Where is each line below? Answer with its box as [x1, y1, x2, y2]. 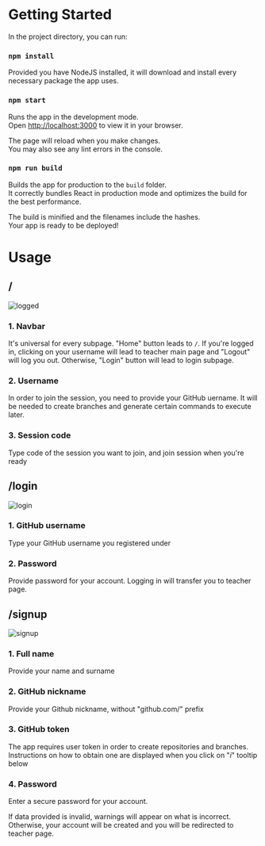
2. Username [8, 375, 60, 386]
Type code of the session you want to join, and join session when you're [8, 448, 244, 457]
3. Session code [8, 430, 71, 441]
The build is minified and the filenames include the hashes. [8, 212, 201, 221]
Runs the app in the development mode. [8, 112, 139, 121]
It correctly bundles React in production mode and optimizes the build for [8, 188, 248, 197]
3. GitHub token [8, 724, 70, 735]
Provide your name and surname [8, 666, 115, 676]
